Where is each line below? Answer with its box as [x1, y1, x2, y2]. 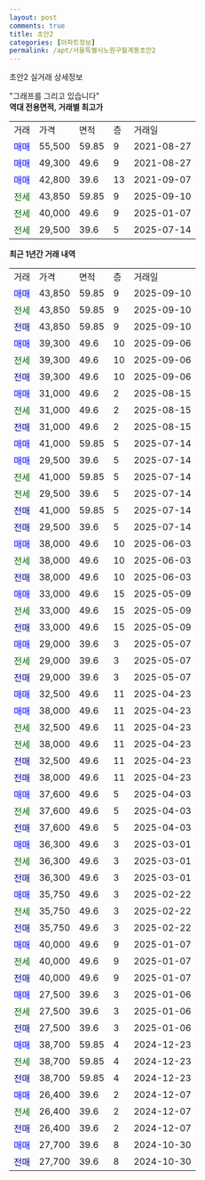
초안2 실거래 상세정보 [9, 72, 83, 83]
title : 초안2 [9, 29, 54, 38]
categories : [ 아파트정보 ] [9, 37, 96, 47]
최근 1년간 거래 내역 [9, 248, 76, 259]
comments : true [9, 21, 66, 30]
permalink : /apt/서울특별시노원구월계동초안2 [9, 46, 156, 55]
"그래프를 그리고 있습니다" [9, 91, 100, 102]
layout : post [9, 12, 58, 22]
